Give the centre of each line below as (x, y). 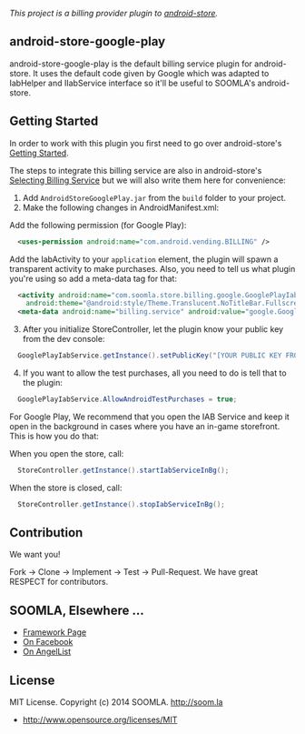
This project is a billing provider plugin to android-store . (114, 13)
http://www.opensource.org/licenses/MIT (100, 720)
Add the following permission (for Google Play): (98, 225)
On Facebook (48, 642)
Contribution (46, 533)
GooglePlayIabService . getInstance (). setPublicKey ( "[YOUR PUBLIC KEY (150, 356)
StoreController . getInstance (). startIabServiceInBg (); (123, 470)
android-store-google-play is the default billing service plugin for (131, 64)
